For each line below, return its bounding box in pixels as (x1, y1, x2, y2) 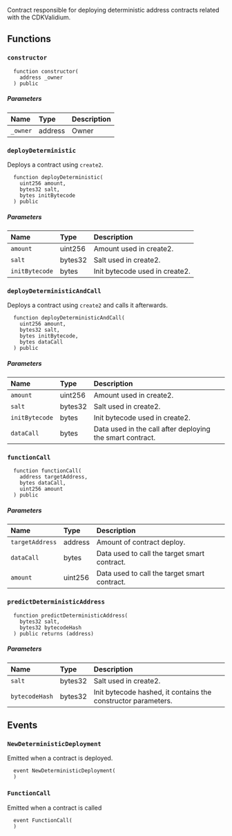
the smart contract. (93, 433, 156, 443)
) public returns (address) (13, 630, 95, 637)
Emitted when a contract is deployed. (7, 754, 113, 763)
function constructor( (13, 68, 79, 75)
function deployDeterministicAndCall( (13, 315, 126, 322)
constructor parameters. (93, 696, 173, 705)
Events (7, 719, 38, 732)
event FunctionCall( (13, 817, 72, 824)
